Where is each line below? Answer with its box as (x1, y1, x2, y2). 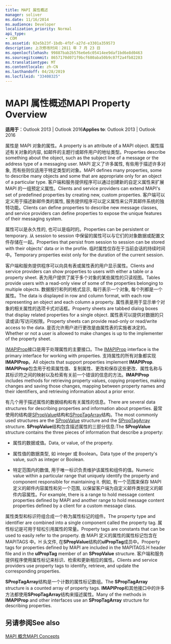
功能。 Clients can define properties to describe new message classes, (9, 204, 158, 210)
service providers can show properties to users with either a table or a (5, 268, 153, 274)
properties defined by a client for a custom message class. (12, 503, 137, 509)
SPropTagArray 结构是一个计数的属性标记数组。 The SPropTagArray (5, 578, 148, 585)
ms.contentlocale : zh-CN (5, 64, 58, 69)
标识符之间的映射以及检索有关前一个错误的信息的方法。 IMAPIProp (9, 371, 150, 378)
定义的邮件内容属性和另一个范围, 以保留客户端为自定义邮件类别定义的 (12, 485, 159, 491)
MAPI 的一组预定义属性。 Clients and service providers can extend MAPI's (5, 185, 161, 192)
